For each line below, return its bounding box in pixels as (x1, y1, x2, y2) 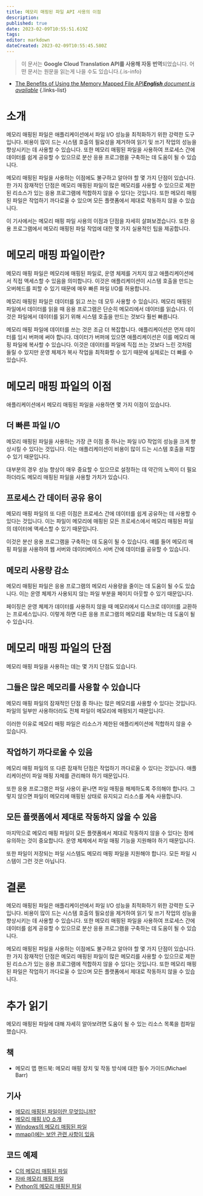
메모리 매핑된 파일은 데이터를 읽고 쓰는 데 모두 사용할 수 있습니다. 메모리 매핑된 (6, 297, 192, 305)
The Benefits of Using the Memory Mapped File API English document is (15, 80, 195, 87)
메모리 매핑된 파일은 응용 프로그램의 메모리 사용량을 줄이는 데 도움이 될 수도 (6, 582, 184, 590)
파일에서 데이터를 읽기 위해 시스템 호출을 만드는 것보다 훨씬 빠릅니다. (17, 313, 179, 320)
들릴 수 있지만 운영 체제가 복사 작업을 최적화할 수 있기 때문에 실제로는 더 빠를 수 (6, 348, 194, 356)
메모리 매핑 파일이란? (6, 248, 105, 262)
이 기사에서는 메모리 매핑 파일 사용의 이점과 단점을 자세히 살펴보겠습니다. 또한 (6, 217, 189, 225)
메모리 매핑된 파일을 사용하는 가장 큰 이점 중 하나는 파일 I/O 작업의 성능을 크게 (6, 438, 190, 445)
